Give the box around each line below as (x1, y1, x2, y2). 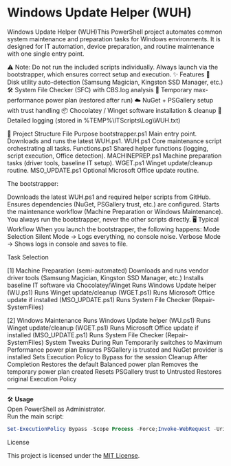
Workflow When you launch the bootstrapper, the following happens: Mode (7, 225, 220, 233)
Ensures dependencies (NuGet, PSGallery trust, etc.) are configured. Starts (7, 200, 220, 208)
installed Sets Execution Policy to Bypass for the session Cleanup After (7, 352, 208, 361)
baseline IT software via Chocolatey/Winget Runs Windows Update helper (7, 281, 217, 289)
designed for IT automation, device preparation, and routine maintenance (7, 42, 214, 50)
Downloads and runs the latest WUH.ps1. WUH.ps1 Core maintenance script (7, 136, 222, 145)
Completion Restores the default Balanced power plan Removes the (7, 360, 199, 368)
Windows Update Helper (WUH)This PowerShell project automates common (7, 28, 223, 36)
